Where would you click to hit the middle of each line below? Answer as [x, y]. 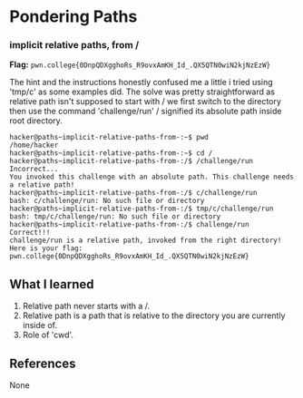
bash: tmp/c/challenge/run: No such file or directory [115, 217]
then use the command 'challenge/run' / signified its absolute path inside [146, 112]
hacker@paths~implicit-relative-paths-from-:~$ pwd [109, 138]
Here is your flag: [46, 248]
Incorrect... [34, 170]
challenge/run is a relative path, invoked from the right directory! [146, 241]
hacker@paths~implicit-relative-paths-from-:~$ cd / [111, 153]
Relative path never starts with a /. [86, 306]
